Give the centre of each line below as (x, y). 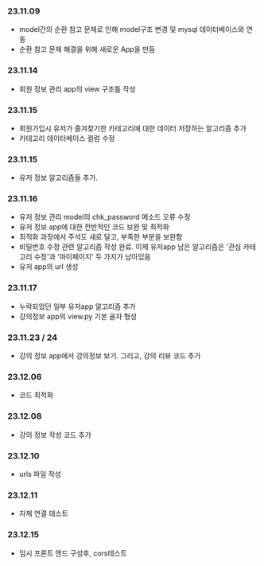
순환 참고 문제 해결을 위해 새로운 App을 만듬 (87, 49)
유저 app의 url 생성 (49, 267)
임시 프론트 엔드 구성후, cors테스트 (73, 553)
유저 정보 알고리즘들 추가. (58, 178)
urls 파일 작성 (40, 474)
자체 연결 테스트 (43, 513)
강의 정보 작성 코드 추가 (55, 435)
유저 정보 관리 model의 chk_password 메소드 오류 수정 (105, 217)
